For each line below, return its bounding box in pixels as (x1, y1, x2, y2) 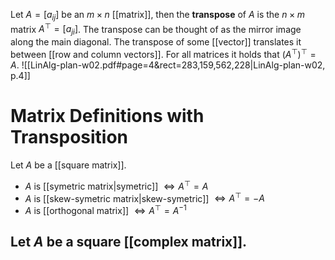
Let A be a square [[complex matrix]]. (10, 234, 248, 251)
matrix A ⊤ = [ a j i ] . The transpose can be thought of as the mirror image (10, 21, 302, 38)
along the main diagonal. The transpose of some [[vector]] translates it (10, 36, 302, 48)
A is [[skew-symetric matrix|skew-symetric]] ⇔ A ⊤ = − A (24, 190, 265, 204)
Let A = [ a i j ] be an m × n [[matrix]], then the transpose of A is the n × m (10, 9, 306, 23)
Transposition (10, 126, 129, 149)
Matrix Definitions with (10, 105, 205, 128)
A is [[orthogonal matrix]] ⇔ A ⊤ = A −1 (24, 203, 187, 216)
